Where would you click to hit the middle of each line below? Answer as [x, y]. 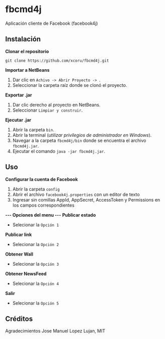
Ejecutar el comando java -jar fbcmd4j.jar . [59, 151]
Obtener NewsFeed [26, 273]
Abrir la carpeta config [36, 189]
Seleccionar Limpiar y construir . [48, 110]
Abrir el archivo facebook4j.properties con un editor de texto [76, 194]
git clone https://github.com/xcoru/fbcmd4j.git [57, 61]
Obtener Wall [19, 254]
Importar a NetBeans [27, 70]
